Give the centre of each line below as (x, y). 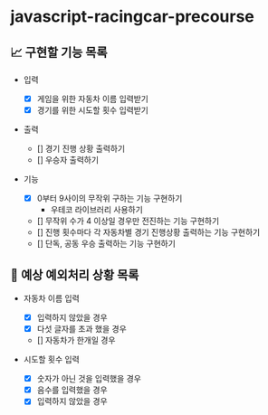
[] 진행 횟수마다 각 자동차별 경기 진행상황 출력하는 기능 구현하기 (148, 232)
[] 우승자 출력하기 (67, 160)
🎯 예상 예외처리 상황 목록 (75, 274)
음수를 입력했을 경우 (72, 390)
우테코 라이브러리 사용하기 (96, 210)
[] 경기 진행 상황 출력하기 (81, 149)
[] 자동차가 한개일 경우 (76, 340)
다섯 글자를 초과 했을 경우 (82, 329)
